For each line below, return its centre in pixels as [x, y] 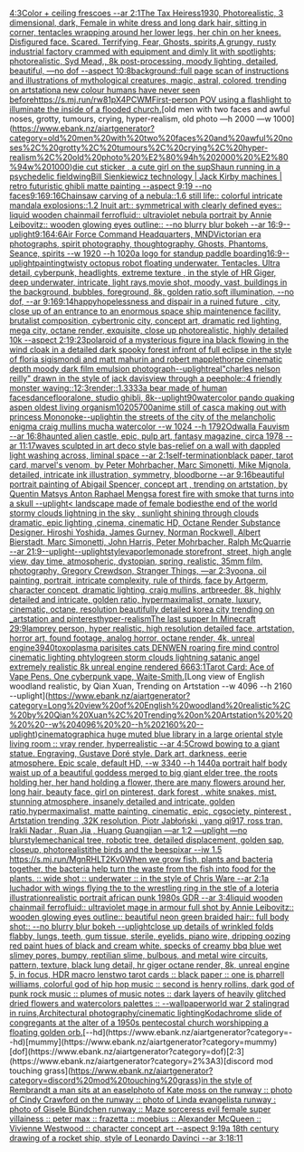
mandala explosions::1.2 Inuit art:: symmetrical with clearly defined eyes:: [146, 205]
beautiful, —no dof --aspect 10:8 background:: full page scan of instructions [149, 71]
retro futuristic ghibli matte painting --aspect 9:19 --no [111, 186]
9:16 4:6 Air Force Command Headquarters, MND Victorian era [148, 234]
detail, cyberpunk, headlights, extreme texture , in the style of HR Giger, [143, 272]
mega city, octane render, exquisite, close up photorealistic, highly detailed [149, 330]
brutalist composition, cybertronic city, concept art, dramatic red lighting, [146, 321]
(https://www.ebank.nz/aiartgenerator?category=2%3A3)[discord [132, 1061]
